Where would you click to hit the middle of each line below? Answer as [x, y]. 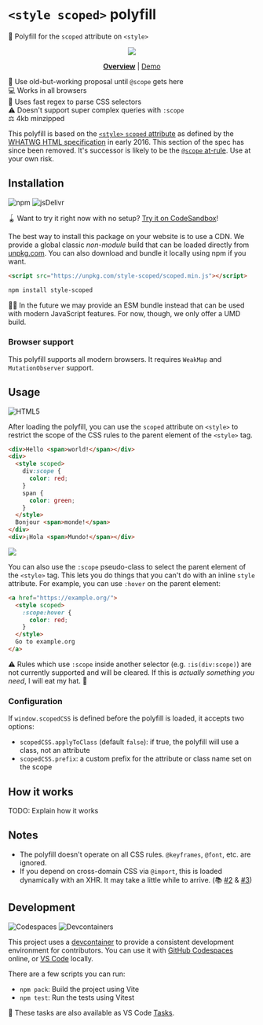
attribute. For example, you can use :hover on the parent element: [115, 583]
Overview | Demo [132, 66]
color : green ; [52, 500]
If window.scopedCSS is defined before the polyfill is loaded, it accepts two [126, 718]
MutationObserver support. [51, 367]
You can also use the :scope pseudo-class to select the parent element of [127, 566]
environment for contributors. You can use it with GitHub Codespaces [121, 950]
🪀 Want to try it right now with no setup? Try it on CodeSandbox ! [113, 218]
